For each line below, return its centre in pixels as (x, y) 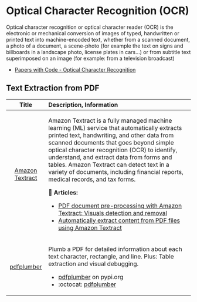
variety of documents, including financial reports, (116, 172)
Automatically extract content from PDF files (119, 220)
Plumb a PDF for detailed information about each (116, 249)
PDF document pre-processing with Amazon (120, 206)
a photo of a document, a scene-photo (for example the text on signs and (95, 46)
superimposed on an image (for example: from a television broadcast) (90, 58)
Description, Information (83, 105)
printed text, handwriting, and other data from (111, 135)
